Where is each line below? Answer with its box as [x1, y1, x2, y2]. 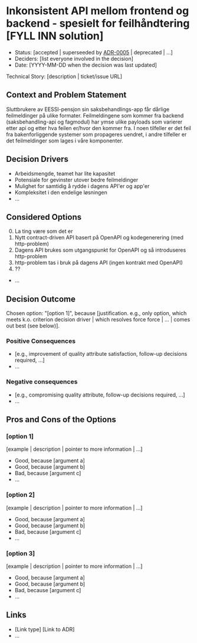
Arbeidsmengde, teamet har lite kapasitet [14, 170, 116, 177]
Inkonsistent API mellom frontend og [6, 4, 189, 18]
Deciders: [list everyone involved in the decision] [14, 55, 134, 62]
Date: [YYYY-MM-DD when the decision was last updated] [14, 61, 157, 69]
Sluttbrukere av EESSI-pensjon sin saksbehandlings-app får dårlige [6, 105, 170, 113]
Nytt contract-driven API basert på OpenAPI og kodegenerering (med [14, 234, 184, 241]
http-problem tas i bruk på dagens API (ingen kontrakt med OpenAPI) [14, 259, 183, 267]
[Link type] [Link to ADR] [14, 625, 75, 633]
